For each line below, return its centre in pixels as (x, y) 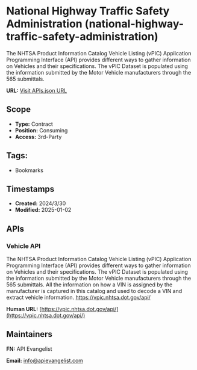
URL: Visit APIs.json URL (37, 90)
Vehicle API (23, 246)
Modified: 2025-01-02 (43, 210)
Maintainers (30, 334)
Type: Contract (34, 124)
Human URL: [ (24, 309)
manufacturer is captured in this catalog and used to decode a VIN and (94, 291)
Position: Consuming (41, 130)
